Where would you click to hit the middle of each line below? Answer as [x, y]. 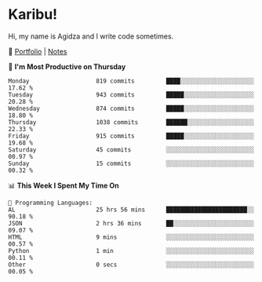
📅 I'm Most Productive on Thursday [67, 66]
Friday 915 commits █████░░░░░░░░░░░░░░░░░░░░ [131, 136]
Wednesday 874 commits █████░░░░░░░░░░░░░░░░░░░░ [131, 108]
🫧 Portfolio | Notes [38, 51]
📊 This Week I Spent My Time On [64, 185]
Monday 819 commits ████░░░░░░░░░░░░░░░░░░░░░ [131, 81]
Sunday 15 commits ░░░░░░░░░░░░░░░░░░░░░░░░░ [131, 163]
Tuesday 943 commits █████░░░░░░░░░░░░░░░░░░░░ [131, 95]
